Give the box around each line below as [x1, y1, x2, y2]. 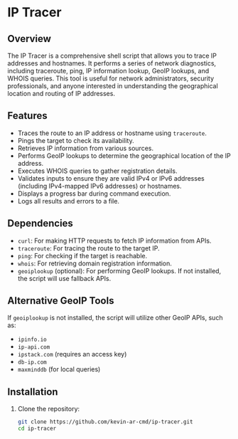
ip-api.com [17, 344, 50, 351]
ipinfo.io [17, 336, 48, 344]
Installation [7, 386, 58, 398]
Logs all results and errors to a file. [17, 196, 119, 205]
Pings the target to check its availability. [17, 136, 134, 144]
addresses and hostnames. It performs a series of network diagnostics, [7, 59, 217, 68]
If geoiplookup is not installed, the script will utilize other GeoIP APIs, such [7, 314, 223, 322]
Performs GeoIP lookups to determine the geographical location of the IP [17, 151, 231, 160]
